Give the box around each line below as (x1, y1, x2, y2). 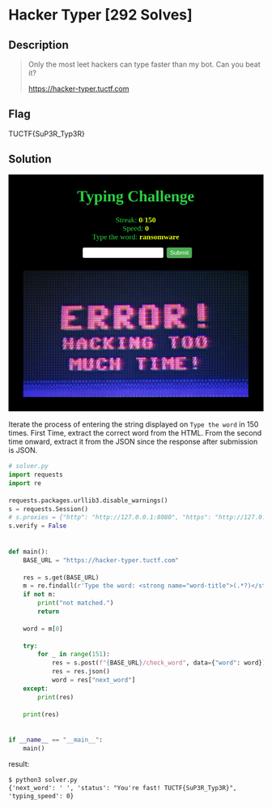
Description (8, 38, 69, 52)
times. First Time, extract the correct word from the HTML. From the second (8, 428, 262, 438)
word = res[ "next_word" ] (51, 676, 136, 685)
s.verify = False (8, 522, 67, 531)
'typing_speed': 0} (8, 792, 74, 800)
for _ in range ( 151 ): (37, 651, 111, 659)
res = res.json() (51, 668, 111, 676)
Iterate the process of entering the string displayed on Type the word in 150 (8, 419, 259, 429)
